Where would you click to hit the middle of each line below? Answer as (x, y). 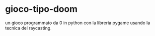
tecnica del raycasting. (29, 28)
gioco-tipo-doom (41, 9)
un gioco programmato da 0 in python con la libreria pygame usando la (78, 23)
